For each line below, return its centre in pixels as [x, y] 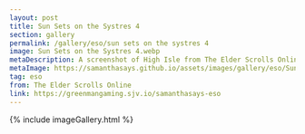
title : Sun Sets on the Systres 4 [75, 26]
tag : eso [26, 77]
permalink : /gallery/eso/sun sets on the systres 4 [109, 43]
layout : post [34, 18]
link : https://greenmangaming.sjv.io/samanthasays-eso [115, 93]
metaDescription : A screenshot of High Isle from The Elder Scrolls [142, 60]
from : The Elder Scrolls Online [70, 85]
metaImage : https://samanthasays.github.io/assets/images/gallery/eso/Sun [154, 69]
